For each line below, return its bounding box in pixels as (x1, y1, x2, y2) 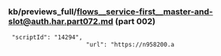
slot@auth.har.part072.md (8, 16, 114, 26)
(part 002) (114, 16, 156, 26)
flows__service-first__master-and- (76, 6, 213, 17)
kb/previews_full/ (8, 6, 77, 17)
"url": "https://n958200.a (85, 41, 175, 49)
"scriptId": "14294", (11, 33, 83, 41)
